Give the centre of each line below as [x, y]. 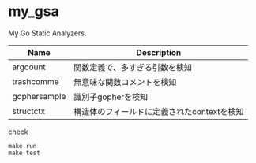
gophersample [39, 96]
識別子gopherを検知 [111, 97]
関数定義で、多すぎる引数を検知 [133, 67]
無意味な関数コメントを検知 [125, 82]
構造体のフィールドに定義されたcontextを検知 [159, 111]
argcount [29, 67]
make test [24, 153]
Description [159, 52]
